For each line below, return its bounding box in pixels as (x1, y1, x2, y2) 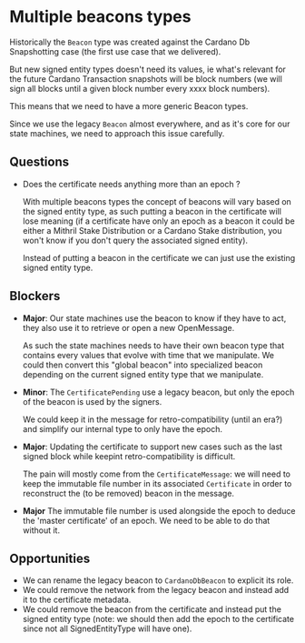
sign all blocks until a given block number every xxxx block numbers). (9, 83, 271, 94)
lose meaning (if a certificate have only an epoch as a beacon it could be (22, 216, 295, 226)
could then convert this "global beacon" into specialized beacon (22, 359, 263, 370)
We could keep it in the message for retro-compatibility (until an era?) (22, 414, 283, 425)
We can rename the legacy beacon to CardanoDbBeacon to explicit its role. (22, 575, 294, 586)
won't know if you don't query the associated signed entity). (22, 235, 248, 246)
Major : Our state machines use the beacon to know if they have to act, (22, 312, 287, 324)
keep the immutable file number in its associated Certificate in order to (22, 477, 292, 488)
